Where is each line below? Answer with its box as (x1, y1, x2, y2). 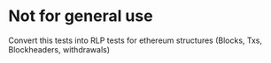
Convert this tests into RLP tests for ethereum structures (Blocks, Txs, (8, 35, 263, 45)
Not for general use (8, 6, 153, 26)
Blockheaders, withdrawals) (8, 44, 111, 54)
